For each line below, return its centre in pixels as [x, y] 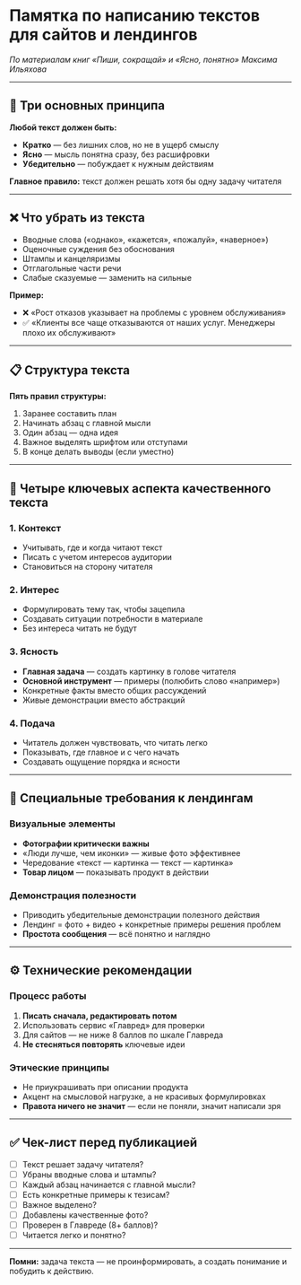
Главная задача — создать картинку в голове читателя [129, 671]
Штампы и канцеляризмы [71, 258]
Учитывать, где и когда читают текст [92, 547]
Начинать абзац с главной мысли [86, 424]
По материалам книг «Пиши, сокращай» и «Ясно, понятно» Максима [143, 59]
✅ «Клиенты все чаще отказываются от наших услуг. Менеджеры [149, 322]
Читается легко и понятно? [74, 1236]
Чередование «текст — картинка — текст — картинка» [128, 862]
